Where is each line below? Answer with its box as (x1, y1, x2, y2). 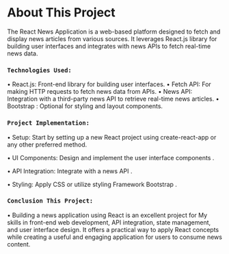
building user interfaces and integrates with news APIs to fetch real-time (7, 42, 211, 50)
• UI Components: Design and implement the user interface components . (7, 153, 215, 162)
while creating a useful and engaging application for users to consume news (7, 233, 222, 241)
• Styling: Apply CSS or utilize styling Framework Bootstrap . (7, 180, 178, 188)
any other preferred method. (7, 140, 87, 149)
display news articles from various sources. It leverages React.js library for (7, 34, 217, 42)
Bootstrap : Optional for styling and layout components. (7, 102, 163, 110)
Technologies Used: (7, 66, 72, 74)
